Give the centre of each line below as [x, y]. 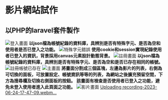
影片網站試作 [32, 10]
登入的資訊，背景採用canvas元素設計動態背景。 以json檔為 [87, 56]
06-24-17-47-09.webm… [31, 92]
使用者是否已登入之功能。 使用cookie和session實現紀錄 [79, 49]
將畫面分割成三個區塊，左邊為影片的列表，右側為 [112, 68]
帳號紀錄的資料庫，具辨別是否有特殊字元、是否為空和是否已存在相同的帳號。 [84, 62]
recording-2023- [140, 87]
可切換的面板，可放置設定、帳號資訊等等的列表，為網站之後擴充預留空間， [82, 74]
